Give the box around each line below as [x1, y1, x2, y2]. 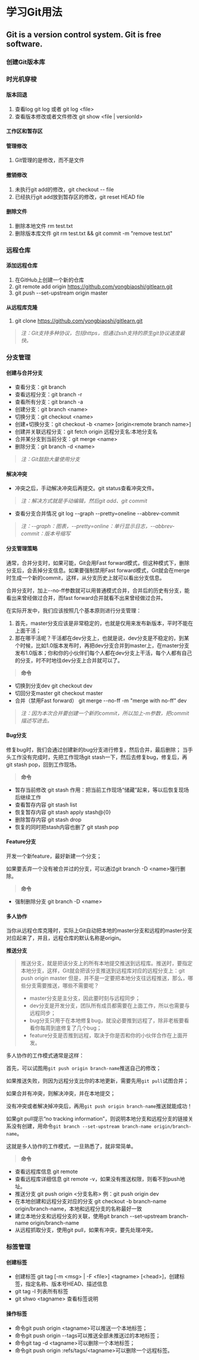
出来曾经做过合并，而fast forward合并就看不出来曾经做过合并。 [11, 594, 166, 601]
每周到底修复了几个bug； [40, 1024, 102, 1031]
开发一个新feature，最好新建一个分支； [6, 852, 102, 860]
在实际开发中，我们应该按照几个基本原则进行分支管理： [6, 606, 141, 614]
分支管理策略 [6, 545, 37, 552]
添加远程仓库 [6, 262, 37, 269]
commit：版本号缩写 [20, 530, 71, 537]
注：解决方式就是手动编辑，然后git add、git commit [20, 498, 147, 505]
